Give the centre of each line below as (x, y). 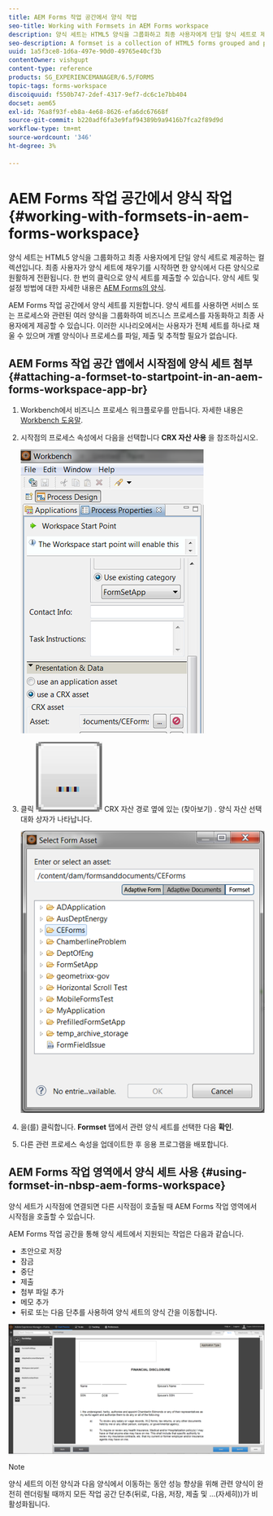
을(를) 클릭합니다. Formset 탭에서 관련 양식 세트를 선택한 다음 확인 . (127, 1127)
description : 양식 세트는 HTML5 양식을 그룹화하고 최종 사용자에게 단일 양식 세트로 (133, 34)
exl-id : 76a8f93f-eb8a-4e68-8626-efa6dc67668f (89, 112)
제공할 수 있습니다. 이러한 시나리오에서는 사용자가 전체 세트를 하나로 (144, 325)
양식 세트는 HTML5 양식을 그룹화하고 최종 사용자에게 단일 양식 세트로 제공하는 (132, 257)
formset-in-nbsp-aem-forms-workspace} (117, 1186)
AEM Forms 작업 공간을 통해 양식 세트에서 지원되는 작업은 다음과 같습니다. (126, 1233)
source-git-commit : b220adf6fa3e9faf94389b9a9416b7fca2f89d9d (116, 120)
